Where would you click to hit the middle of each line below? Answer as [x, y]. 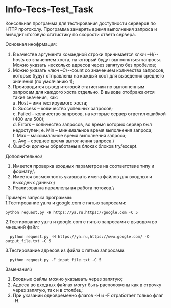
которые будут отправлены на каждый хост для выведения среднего [88, 75]
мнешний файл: [22, 227]
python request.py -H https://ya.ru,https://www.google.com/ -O [80, 236]
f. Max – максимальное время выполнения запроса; [69, 135]
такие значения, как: [35, 97]
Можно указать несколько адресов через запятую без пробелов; [84, 65]
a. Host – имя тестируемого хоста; [50, 102]
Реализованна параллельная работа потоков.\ [63, 188]
